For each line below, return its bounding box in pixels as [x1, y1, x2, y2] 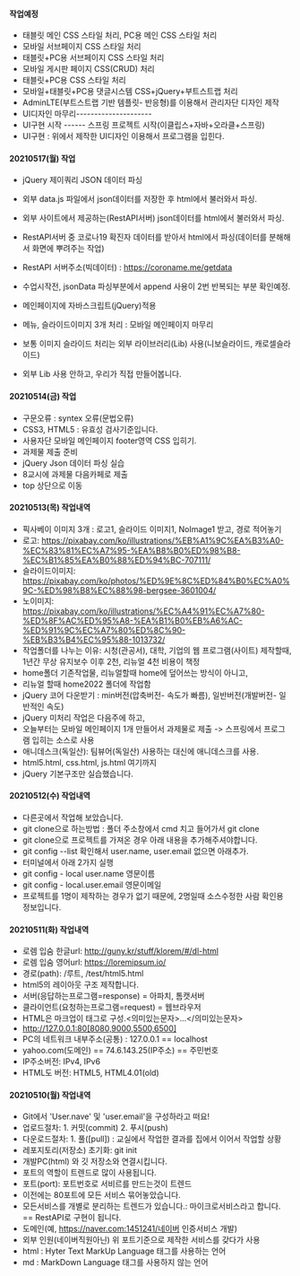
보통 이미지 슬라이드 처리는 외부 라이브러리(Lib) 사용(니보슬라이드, [21, 338, 253, 349]
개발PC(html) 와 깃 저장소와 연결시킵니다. [21, 1156, 167, 1167]
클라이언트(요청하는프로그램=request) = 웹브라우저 [21, 1001, 201, 1013]
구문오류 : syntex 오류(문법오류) [21, 413, 134, 424]
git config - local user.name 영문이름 [21, 869, 155, 879]
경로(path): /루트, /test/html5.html [21, 968, 144, 979]
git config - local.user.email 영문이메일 [21, 879, 162, 890]
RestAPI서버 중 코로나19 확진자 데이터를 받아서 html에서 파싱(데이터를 [21, 232, 267, 242]
